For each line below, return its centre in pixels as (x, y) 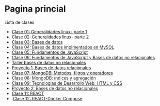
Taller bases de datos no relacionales (49, 62)
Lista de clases (20, 22)
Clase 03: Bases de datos (37, 42)
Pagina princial (35, 9)
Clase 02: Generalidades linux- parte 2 (50, 37)
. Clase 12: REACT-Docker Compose (47, 98)
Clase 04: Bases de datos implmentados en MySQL (63, 47)
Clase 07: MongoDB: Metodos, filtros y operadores (62, 73)
